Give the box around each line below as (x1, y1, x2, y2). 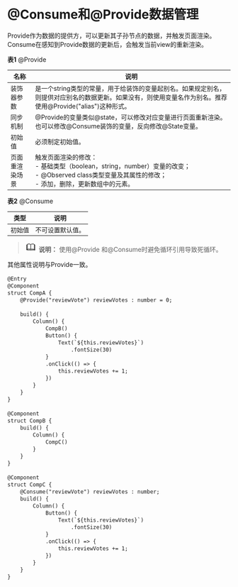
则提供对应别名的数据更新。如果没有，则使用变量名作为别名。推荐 (35, 93, 228, 102)
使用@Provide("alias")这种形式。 (35, 102, 131, 110)
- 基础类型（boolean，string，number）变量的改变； (35, 162, 191, 170)
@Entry (7, 275, 27, 282)
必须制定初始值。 (35, 138, 85, 146)
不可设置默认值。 (35, 225, 85, 234)
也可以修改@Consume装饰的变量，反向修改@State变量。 (35, 121, 202, 130)
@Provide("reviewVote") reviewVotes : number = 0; (20, 297, 173, 304)
